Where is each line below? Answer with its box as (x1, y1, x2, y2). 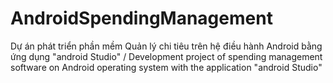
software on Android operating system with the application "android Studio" (10, 61, 323, 73)
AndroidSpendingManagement (10, 7, 273, 30)
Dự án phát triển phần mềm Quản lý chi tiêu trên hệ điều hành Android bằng (10, 40, 323, 52)
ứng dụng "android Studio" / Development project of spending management (10, 50, 323, 62)
